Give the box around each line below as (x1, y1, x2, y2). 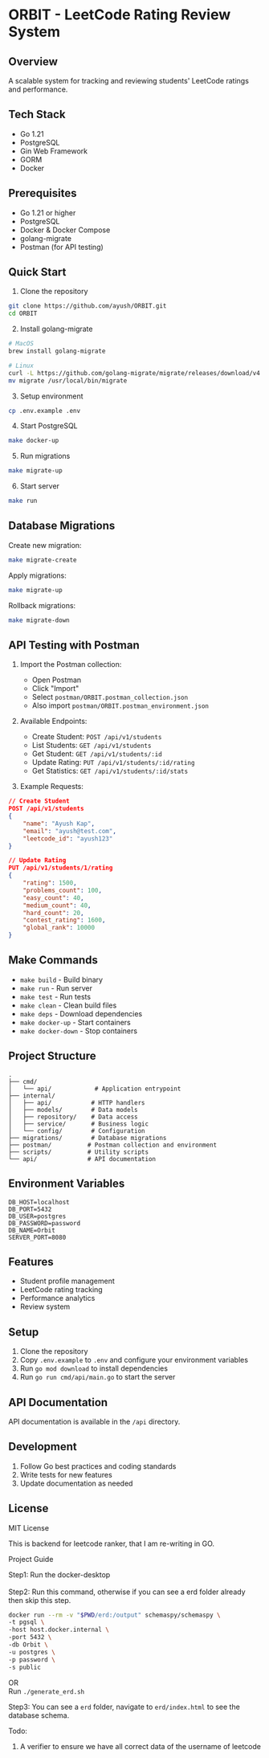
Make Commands (8, 954, 98, 967)
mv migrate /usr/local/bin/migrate (8, 376, 128, 385)
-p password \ (8, 1655, 56, 1664)
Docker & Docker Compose (19, 225, 111, 235)
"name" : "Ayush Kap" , (22, 820, 95, 828)
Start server (19, 481, 60, 491)
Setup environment (19, 391, 84, 401)
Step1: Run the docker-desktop (8, 1569, 111, 1580)
